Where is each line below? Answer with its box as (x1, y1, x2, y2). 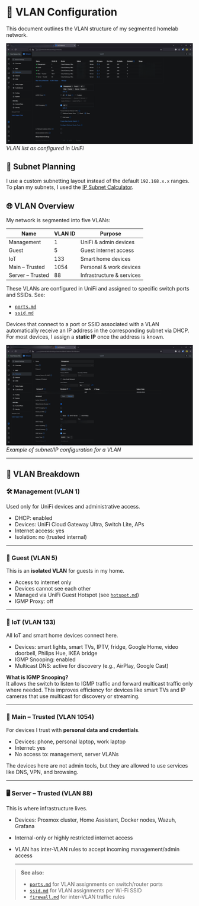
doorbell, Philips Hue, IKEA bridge (14, 649, 98, 656)
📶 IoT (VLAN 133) (6, 618, 56, 626)
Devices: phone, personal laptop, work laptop (14, 738, 126, 745)
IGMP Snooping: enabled (14, 656, 76, 663)
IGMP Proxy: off (14, 598, 54, 605)
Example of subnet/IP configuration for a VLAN (6, 446, 121, 453)
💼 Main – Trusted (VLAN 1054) (6, 713, 95, 721)
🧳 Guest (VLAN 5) (6, 554, 58, 562)
